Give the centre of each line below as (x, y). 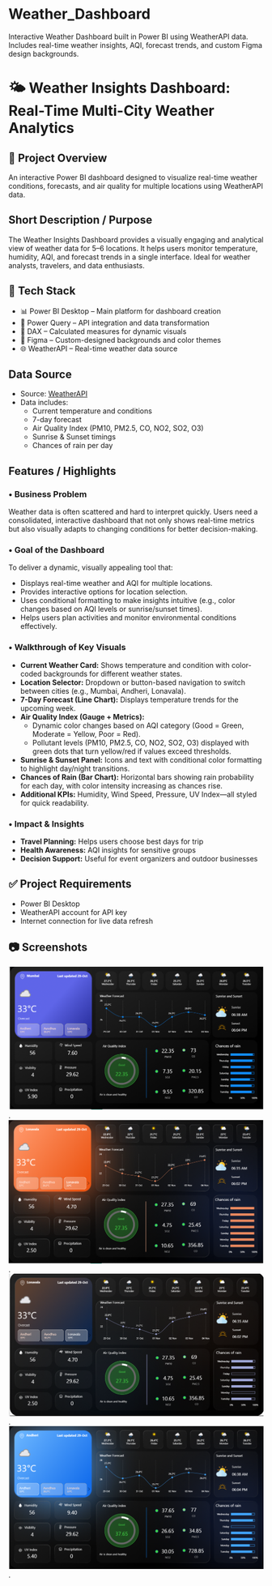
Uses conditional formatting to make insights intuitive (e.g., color (127, 601)
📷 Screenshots (48, 948)
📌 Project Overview (58, 158)
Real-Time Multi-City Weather (111, 111)
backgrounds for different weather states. (113, 673)
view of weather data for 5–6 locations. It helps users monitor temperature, (133, 248)
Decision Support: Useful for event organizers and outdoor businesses (139, 858)
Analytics (41, 128)
